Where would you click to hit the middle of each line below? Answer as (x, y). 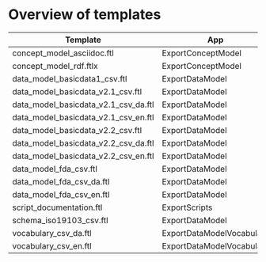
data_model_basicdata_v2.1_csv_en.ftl (83, 117)
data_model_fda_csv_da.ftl (61, 181)
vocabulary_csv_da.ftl (52, 233)
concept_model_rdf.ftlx (55, 66)
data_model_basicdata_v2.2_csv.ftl (77, 130)
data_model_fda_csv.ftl (55, 169)
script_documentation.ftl (57, 207)
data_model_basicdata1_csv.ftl (70, 78)
